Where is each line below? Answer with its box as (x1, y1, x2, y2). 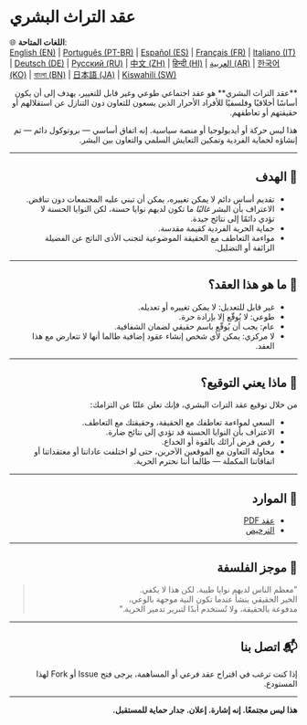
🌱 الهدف (255, 169, 298, 184)
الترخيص (245, 525, 275, 536)
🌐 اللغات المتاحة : (9, 37, 68, 47)
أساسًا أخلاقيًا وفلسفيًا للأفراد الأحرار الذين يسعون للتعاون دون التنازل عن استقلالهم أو (12, 97, 298, 108)
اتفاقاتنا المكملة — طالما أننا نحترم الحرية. (133, 456, 275, 467)
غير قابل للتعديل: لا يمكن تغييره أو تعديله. (137, 301, 275, 312)
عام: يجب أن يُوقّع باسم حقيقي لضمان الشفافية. (113, 320, 275, 331)
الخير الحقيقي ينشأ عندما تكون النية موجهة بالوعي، (128, 594, 298, 604)
